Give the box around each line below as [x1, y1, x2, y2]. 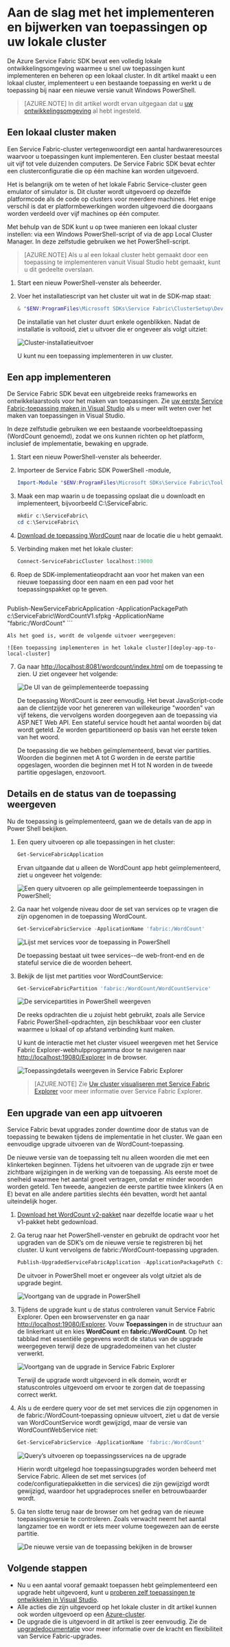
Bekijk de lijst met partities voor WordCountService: [16, 972, 163, 980]
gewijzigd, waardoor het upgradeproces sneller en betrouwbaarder [16, 1487, 207, 1495]
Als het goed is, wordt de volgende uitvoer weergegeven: [7, 632, 176, 639]
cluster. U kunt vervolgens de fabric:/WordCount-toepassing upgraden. [16, 1246, 219, 1254]
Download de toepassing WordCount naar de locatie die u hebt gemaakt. [16, 532, 223, 540]
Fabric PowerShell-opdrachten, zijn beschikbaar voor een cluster [16, 1018, 201, 1026]
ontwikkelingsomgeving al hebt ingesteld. [23, 107, 142, 115]
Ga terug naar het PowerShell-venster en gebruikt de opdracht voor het [16, 1231, 220, 1239]
